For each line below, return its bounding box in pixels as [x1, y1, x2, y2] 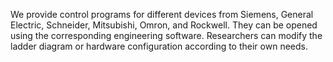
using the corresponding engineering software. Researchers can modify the [10, 30, 323, 41]
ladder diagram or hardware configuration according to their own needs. [10, 40, 308, 52]
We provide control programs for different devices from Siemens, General [10, 9, 314, 20]
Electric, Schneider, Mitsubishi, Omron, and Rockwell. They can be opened [10, 19, 318, 31]
